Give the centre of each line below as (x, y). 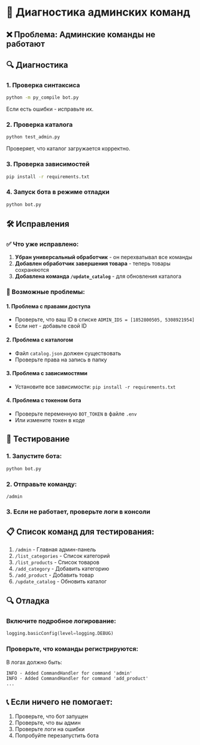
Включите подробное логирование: (61, 621)
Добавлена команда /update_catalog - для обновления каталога (98, 277)
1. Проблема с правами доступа (49, 306)
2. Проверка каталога (40, 124)
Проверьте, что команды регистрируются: (72, 649)
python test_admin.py (33, 137)
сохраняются (32, 270)
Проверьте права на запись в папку (61, 360)
